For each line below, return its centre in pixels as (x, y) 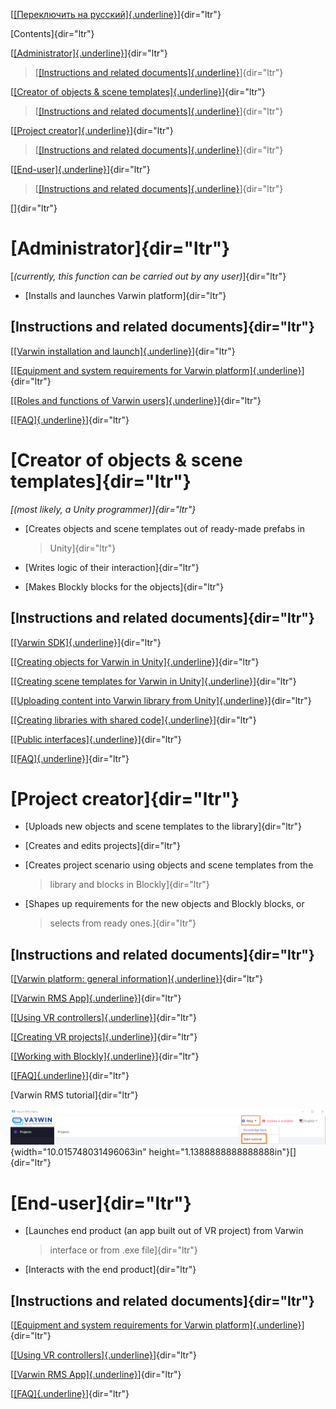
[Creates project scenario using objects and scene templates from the (169, 865)
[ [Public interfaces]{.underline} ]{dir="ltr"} (96, 739)
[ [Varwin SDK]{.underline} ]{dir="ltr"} (86, 642)
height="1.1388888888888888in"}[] (222, 1152)
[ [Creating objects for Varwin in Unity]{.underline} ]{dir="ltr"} (135, 661)
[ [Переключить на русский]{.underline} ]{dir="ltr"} (116, 14)
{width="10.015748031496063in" (78, 1152)
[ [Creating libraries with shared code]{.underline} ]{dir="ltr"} (133, 720)
